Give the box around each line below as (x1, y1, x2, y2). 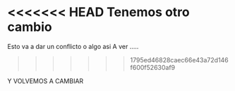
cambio (7, 19, 52, 35)
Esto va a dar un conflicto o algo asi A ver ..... (7, 42, 139, 50)
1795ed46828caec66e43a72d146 (130, 55, 229, 64)
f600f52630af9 (130, 63, 176, 71)
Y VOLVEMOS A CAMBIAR (7, 76, 84, 85)
